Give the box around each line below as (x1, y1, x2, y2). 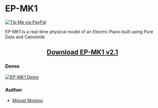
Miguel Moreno (12, 97, 43, 103)
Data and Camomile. (5, 34, 47, 40)
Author (5, 86, 23, 93)
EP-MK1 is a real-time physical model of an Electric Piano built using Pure (5, 28, 154, 34)
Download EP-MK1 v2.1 (46, 48, 119, 56)
